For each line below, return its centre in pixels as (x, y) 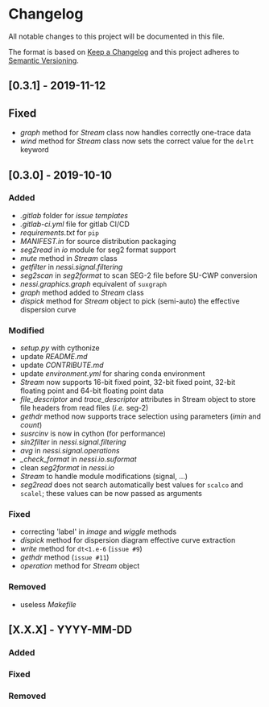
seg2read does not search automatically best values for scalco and (132, 485)
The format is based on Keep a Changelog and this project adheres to (124, 52)
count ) (31, 425)
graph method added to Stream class (82, 292)
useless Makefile (48, 604)
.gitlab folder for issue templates (74, 215)
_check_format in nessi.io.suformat (78, 459)
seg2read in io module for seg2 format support (98, 250)
